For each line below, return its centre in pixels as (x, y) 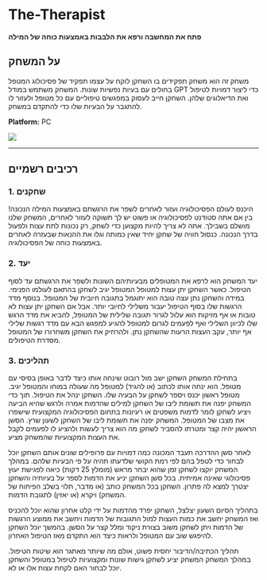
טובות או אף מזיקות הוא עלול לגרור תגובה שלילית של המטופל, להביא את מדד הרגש (132, 314)
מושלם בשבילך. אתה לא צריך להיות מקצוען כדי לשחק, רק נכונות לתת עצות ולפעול (129, 226)
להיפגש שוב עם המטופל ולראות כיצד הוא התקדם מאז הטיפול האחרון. (110, 535)
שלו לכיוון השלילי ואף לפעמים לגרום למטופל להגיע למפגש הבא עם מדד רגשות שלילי (133, 323)
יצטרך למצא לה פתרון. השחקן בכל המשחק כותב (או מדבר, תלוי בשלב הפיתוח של (128, 486)
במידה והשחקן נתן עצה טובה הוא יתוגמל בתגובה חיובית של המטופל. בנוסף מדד (126, 298)
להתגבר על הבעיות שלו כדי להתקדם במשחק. (75, 106)
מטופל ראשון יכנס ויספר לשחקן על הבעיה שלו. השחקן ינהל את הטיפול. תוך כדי (124, 395)
